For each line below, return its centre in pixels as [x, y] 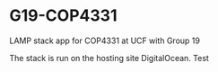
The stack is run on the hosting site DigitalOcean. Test [109, 58]
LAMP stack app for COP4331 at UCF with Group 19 [105, 40]
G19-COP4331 [63, 16]
